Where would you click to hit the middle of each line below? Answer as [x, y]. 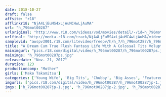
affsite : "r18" [21, 19]
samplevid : [16, 42]
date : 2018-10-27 [23, 10]
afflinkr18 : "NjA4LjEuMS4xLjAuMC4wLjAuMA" [49, 23]
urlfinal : [15, 37]
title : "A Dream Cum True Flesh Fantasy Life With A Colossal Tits [76, 46]
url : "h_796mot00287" [27, 28]
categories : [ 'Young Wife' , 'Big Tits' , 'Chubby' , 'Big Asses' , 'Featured [84, 78]
